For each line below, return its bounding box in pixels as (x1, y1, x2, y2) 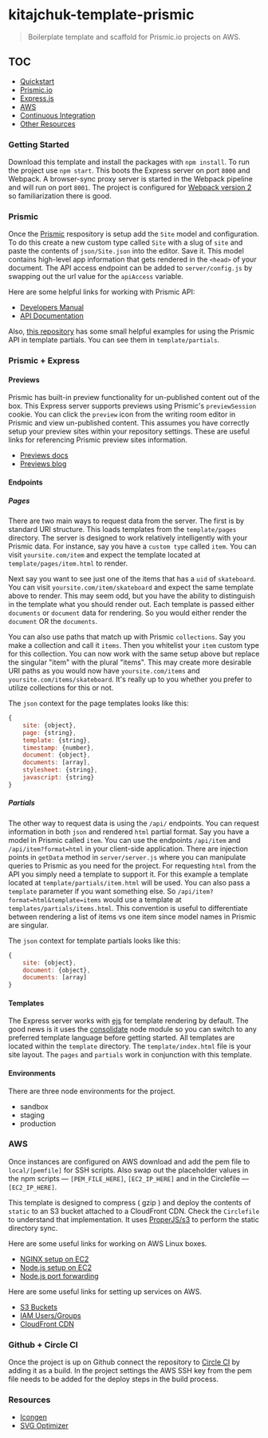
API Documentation (19, 311, 84, 321)
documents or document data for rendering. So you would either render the (8, 608, 247, 617)
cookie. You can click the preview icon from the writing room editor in (8, 409, 236, 419)
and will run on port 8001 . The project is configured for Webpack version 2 (8, 182, 252, 193)
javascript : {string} (22, 773, 94, 781)
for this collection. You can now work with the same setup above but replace (8, 649, 260, 659)
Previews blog (19, 459, 67, 469)
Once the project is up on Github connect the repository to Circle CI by (8, 1357, 241, 1367)
